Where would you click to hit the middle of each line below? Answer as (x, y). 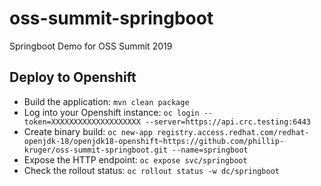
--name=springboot (210, 150)
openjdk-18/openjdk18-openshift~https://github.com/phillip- (154, 141)
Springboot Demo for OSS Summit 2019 (91, 46)
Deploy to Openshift (73, 77)
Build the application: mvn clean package (106, 101)
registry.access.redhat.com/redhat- (233, 132)
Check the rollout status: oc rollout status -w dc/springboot (151, 170)
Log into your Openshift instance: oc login (111, 112)
